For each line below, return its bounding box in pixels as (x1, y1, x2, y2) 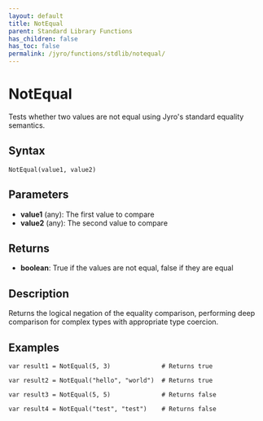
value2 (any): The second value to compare (20, 217, 169, 228)
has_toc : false (8, 42, 60, 50)
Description (8, 287, 69, 300)
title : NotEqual (8, 20, 64, 28)
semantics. (8, 120, 46, 130)
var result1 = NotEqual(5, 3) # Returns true (8, 362, 213, 371)
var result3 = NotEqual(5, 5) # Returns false (8, 391, 217, 399)
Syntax (8, 144, 46, 158)
